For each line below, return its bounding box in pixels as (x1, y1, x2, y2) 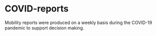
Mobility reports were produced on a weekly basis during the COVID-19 (5, 19, 152, 25)
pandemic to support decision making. (5, 24, 84, 30)
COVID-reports (5, 3, 69, 14)
